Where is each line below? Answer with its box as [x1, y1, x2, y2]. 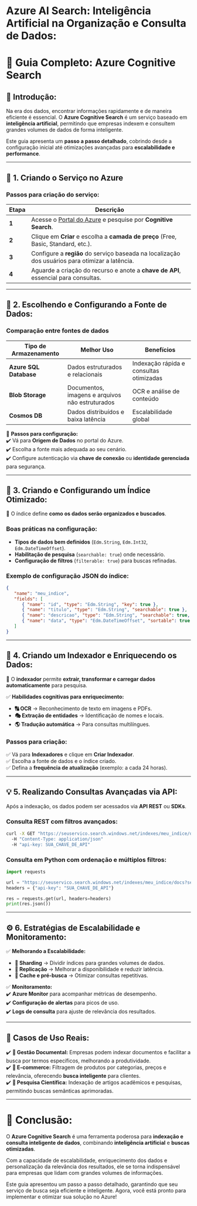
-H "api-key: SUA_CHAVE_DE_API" [11, 841, 91, 848]
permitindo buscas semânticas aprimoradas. [6, 1087, 114, 1094]
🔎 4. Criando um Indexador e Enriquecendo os [6, 651, 177, 661]
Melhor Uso [80, 345, 114, 354]
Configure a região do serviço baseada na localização [31, 249, 181, 257]
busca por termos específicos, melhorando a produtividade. [6, 1057, 151, 1064]
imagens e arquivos [67, 391, 121, 399]
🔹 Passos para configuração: [6, 430, 78, 437]
